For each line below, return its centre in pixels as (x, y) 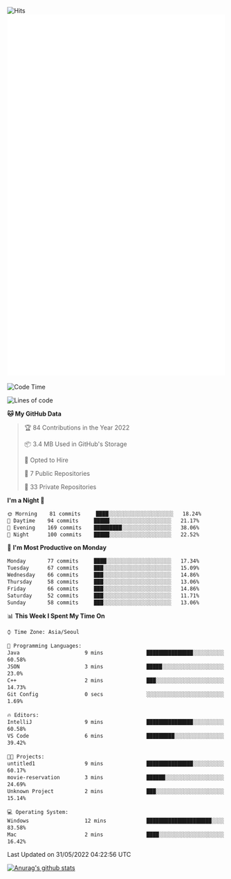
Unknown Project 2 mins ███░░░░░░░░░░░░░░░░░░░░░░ (116, 792)
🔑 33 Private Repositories (60, 487)
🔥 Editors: (23, 716)
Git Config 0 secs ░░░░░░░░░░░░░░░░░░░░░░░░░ (116, 695)
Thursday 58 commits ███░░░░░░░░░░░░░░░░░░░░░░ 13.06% (103, 582)
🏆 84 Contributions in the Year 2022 (77, 428)
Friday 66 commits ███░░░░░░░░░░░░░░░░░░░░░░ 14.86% (103, 589)
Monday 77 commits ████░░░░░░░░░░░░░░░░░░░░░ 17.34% (103, 561)
